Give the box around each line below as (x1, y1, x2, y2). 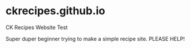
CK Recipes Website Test (5, 24, 68, 31)
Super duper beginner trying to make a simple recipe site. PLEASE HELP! (5, 35, 185, 42)
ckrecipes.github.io (5, 4, 105, 18)
